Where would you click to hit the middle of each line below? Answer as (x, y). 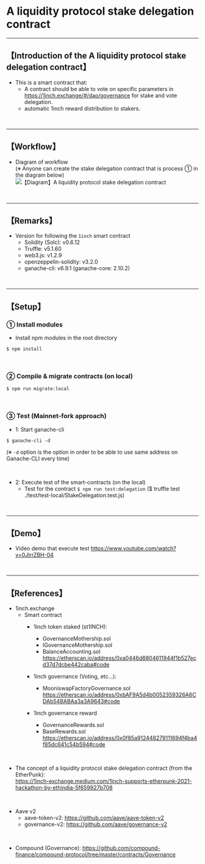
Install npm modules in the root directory (66, 338)
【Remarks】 (32, 220)
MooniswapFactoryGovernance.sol (87, 689)
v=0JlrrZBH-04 (34, 555)
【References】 (37, 593)
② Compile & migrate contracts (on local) (70, 376)
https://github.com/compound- (121, 848)
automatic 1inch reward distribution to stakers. (82, 108)
